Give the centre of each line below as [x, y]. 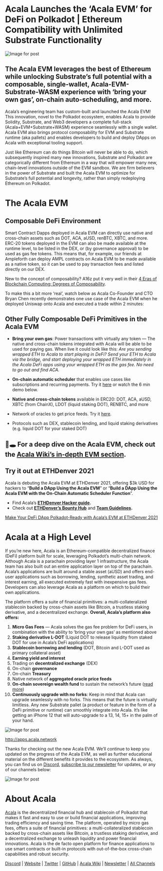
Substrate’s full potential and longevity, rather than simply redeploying [75, 178]
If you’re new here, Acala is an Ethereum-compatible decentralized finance [80, 551]
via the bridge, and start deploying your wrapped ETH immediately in [81, 359]
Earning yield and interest [39, 658]
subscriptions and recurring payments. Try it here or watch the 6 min [81, 384]
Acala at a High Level [48, 537]
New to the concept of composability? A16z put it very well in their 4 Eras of [81, 279]
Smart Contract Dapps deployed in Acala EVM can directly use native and [79, 233]
